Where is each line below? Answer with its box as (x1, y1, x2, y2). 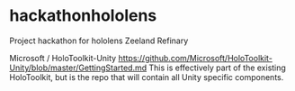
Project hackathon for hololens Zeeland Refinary (9, 35, 189, 46)
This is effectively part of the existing (147, 62, 286, 73)
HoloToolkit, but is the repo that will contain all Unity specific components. (9, 71, 284, 82)
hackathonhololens (9, 5, 157, 26)
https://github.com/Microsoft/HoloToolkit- (118, 52, 273, 63)
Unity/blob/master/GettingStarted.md (9, 62, 147, 73)
